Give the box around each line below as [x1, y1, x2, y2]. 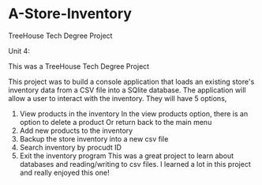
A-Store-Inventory [8, 5, 133, 23]
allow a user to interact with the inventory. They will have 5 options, [8, 93, 227, 103]
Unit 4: [8, 46, 30, 55]
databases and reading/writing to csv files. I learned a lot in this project [19, 159, 251, 168]
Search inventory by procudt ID [19, 142, 122, 152]
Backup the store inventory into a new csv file [19, 134, 169, 143]
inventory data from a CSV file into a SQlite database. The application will [8, 85, 246, 95]
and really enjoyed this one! [19, 168, 110, 177]
